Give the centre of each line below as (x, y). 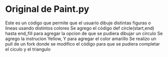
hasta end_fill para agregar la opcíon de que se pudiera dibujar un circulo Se (84, 33)
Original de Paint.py (47, 9)
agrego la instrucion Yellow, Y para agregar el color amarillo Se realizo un (81, 39)
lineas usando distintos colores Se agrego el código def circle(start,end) (80, 28)
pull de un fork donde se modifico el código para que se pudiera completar (83, 44)
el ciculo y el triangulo (28, 49)
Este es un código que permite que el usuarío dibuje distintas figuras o (78, 23)
